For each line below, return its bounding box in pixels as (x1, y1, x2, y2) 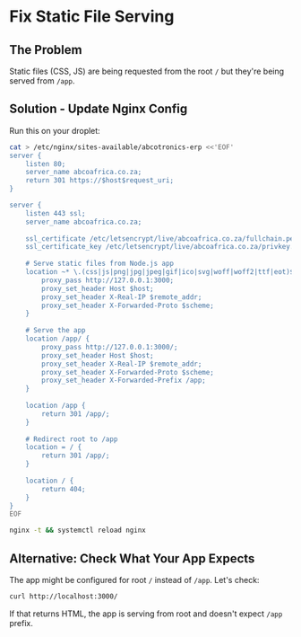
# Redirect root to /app (25, 434, 118, 444)
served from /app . (9, 75, 75, 86)
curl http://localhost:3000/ (9, 592, 118, 601)
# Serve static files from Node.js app (25, 259, 175, 269)
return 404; (41, 484, 87, 493)
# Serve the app (25, 326, 87, 335)
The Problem (9, 42, 82, 58)
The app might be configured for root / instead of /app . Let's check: (9, 575, 260, 585)
